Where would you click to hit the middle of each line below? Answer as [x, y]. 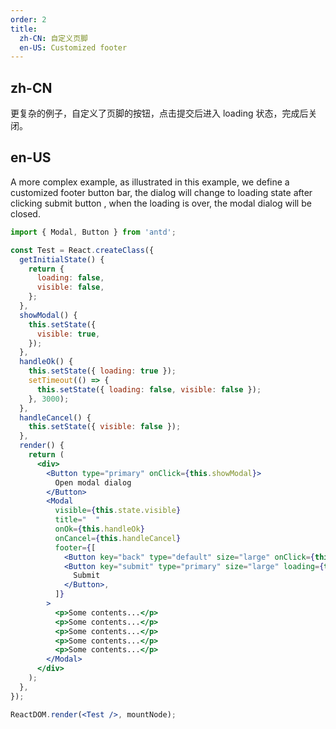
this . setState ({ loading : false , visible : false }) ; [149, 389]
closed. [25, 213]
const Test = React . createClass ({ [82, 250]
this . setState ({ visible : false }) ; [105, 427]
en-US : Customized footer [73, 47]
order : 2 [28, 19]
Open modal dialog [93, 482]
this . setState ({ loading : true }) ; [102, 371]
